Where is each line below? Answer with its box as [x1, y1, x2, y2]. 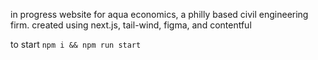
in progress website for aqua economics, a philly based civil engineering [10, 9, 309, 20]
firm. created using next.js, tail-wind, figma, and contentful [10, 19, 252, 31]
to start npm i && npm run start [10, 39, 142, 50]
